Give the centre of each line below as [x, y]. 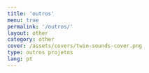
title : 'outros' [31, 14]
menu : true [23, 20]
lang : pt [20, 59]
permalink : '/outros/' [40, 26]
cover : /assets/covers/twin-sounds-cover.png [74, 46]
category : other [31, 40]
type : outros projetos [40, 53]
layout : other [28, 33]
